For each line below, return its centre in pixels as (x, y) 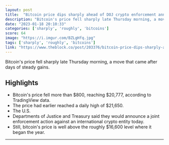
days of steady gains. (27, 67)
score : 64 (16, 33)
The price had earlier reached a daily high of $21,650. (68, 106)
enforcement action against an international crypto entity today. (78, 122)
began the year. (29, 132)
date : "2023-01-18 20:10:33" (36, 24)
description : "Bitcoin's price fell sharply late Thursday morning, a (81, 19)
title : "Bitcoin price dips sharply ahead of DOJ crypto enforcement (81, 15)
